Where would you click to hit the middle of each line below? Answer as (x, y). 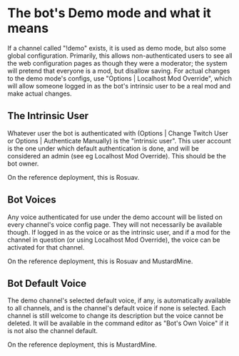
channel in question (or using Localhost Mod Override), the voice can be (114, 240)
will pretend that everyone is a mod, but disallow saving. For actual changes (119, 71)
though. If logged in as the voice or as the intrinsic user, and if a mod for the (119, 232)
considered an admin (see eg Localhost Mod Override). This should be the (117, 156)
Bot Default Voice (47, 283)
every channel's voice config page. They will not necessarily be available (115, 224)
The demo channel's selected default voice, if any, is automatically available (119, 300)
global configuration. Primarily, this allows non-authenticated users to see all (120, 56)
